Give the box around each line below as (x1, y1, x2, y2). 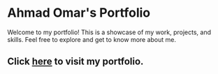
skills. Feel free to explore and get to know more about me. (7, 35, 177, 43)
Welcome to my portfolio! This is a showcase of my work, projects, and (7, 28, 212, 36)
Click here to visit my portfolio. (7, 56, 144, 68)
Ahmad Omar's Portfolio (7, 5, 151, 21)
